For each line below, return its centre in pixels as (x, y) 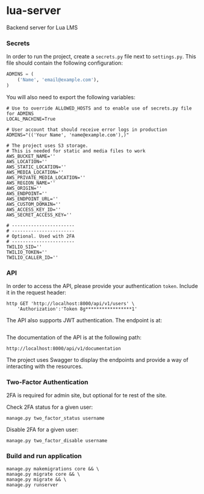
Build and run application (44, 456)
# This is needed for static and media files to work (76, 151)
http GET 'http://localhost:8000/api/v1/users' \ (71, 304)
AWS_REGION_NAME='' (31, 183)
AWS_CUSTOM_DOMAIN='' (34, 204)
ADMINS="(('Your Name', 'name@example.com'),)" (68, 135)
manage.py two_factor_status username (55, 418)
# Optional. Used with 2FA (40, 236)
